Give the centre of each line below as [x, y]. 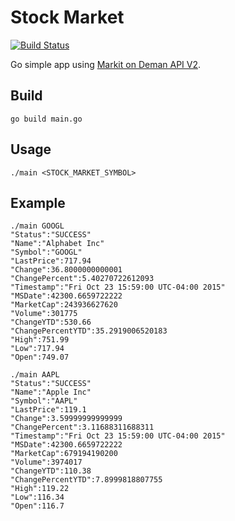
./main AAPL [35, 375]
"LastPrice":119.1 [48, 410]
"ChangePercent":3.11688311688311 [82, 427]
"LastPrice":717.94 [51, 261]
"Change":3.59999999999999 [66, 419]
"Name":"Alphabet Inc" [57, 244]
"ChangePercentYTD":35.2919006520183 [89, 331]
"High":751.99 [40, 340]
